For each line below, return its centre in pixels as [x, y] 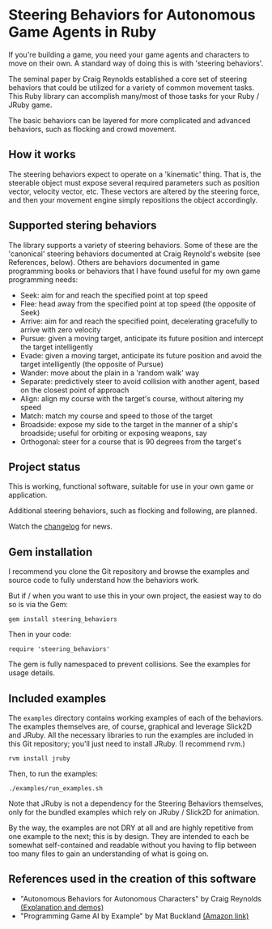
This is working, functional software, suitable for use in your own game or [131, 486]
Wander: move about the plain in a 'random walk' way [110, 372]
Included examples [57, 698]
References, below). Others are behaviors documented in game [114, 262]
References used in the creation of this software [132, 879]
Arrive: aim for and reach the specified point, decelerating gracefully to [138, 321]
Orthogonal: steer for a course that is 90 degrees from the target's [131, 441]
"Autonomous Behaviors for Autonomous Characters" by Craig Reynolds [140, 898]
